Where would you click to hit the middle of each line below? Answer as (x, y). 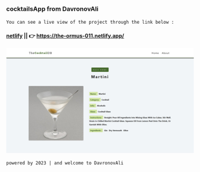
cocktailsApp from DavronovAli (52, 9)
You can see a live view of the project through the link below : (90, 23)
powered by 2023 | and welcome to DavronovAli (65, 163)
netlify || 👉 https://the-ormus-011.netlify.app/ (65, 36)
